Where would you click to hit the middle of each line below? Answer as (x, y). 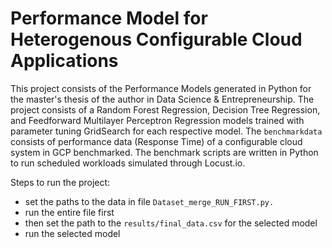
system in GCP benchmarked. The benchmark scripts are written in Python (164, 152)
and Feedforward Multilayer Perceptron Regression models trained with (157, 120)
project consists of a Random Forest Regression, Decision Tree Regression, (165, 109)
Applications (64, 61)
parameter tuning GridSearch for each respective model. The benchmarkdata (166, 131)
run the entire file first (69, 212)
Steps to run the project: (60, 182)
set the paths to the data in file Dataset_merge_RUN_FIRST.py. (149, 201)
